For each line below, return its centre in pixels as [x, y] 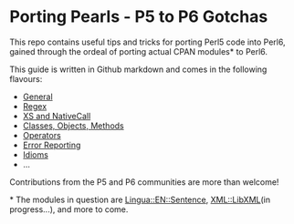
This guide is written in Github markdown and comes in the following [138, 69]
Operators [42, 135]
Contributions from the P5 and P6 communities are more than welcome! [144, 182]
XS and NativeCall [57, 116]
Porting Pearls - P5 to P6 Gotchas [139, 17]
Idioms [35, 154]
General [37, 97]
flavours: [26, 78]
